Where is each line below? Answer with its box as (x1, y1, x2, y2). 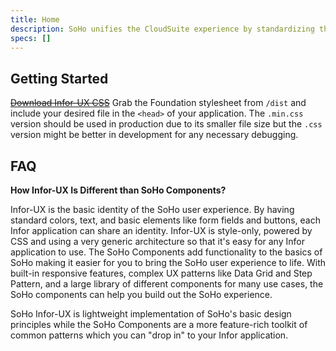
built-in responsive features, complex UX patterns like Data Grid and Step (10, 267, 313, 279)
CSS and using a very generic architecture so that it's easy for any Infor (10, 236, 305, 247)
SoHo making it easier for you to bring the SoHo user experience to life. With (10, 257, 327, 268)
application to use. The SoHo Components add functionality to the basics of (10, 246, 323, 258)
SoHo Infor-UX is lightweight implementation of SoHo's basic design (10, 308, 292, 320)
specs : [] (10, 33, 52, 43)
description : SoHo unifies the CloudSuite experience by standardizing (10, 24, 315, 34)
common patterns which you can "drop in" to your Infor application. (10, 329, 289, 341)
